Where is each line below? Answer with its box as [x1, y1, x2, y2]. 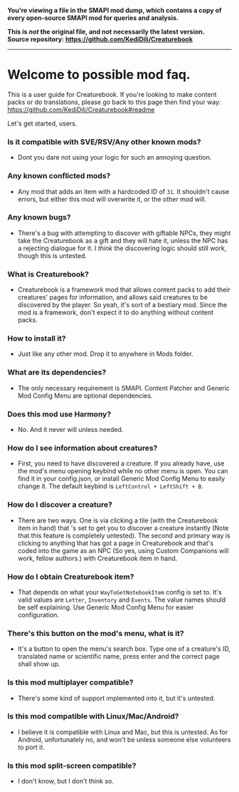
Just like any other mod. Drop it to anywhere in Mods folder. [17, 349, 193, 359]
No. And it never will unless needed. [17, 426, 124, 434]
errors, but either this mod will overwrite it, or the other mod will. [17, 195, 206, 203]
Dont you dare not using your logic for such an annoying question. [17, 153, 212, 162]
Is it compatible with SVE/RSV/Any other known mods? [7, 137, 201, 147]
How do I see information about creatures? [7, 443, 158, 453]
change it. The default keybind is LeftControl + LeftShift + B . [17, 482, 204, 490]
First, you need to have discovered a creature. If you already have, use [17, 459, 225, 468]
